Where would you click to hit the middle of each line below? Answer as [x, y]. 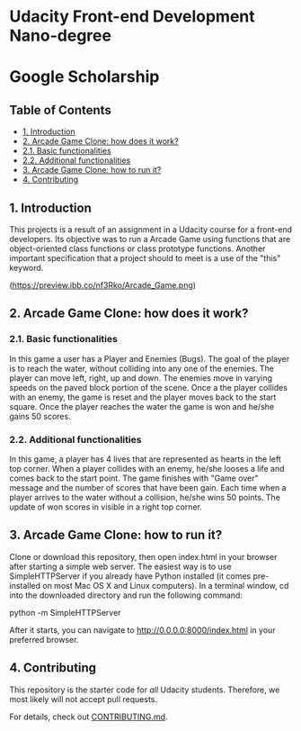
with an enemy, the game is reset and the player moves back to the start [143, 397]
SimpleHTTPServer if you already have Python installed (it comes [130, 576]
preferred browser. [44, 639]
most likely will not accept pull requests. [84, 699]
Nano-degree [61, 36]
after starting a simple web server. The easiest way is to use [120, 566]
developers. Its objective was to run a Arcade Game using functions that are [150, 239]
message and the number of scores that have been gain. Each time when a [148, 487]
